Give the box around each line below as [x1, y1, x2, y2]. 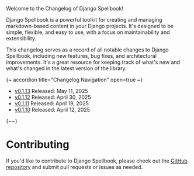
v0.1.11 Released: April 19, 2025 [14, 100, 89, 107]
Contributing [6, 138, 70, 151]
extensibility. [6, 35, 37, 42]
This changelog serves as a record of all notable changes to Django [6, 46, 169, 53]
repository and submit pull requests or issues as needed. [6, 163, 143, 170]
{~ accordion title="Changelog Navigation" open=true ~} [6, 76, 143, 83]
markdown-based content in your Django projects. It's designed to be [6, 23, 174, 29]
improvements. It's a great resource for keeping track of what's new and [6, 58, 180, 65]
